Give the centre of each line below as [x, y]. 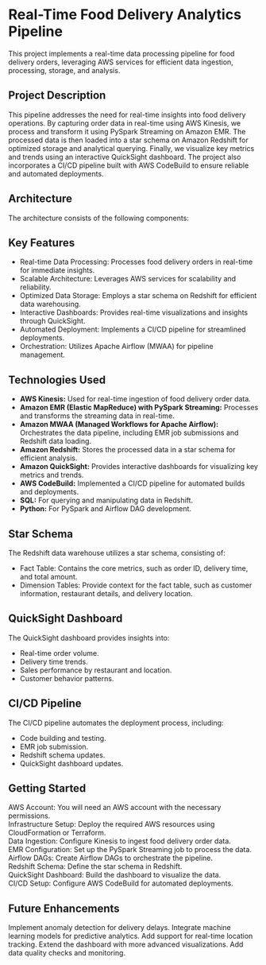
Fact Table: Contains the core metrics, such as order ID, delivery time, [134, 568]
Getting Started [47, 789]
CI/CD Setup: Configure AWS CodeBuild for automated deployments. [121, 883]
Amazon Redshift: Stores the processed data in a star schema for [127, 450]
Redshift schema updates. [62, 755]
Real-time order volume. [59, 653]
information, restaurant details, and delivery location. [106, 593]
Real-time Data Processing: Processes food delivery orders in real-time [136, 262]
